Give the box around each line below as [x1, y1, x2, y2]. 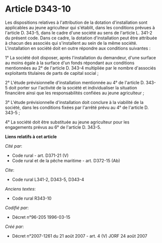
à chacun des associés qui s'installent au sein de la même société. [5, 40, 138, 46]
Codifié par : [5, 205, 29, 210]
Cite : [5, 167, 15, 173]
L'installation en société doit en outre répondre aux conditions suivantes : [5, 45, 151, 51]
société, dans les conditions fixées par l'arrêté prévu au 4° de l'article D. [5, 104, 149, 110]
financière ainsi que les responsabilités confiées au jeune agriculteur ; [5, 90, 145, 96]
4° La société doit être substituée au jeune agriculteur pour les [5, 119, 130, 125]
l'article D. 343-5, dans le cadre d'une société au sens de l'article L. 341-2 [5, 30, 152, 35]
